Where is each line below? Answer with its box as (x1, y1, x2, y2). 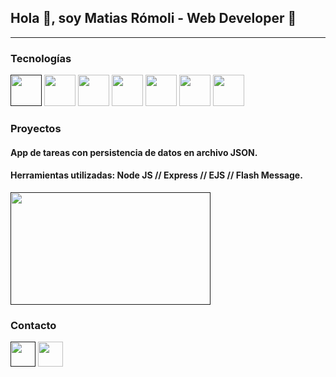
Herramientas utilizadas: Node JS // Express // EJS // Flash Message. (10, 169, 303, 181)
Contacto (10, 318, 57, 332)
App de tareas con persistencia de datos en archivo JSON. (10, 146, 258, 158)
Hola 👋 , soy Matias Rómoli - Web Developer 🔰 (10, 10, 297, 27)
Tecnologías (10, 51, 72, 65)
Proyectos (10, 122, 62, 136)
